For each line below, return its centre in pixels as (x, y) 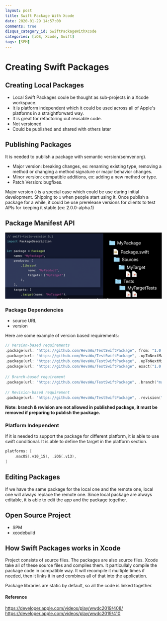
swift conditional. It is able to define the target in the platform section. (76, 442)
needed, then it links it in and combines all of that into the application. (76, 576)
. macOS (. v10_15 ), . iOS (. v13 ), (45, 457)
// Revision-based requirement (38, 392)
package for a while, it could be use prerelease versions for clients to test (80, 202)
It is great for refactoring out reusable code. (57, 118)
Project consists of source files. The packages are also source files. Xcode (82, 560)
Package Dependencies (34, 310)
